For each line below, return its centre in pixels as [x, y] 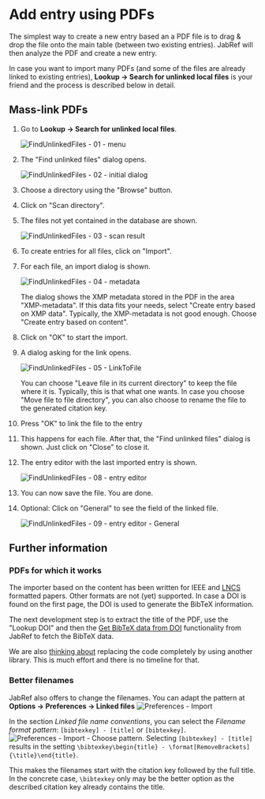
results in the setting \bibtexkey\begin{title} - [87, 746]
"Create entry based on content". [74, 321]
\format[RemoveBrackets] [209, 747]
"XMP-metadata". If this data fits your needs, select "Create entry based [138, 305]
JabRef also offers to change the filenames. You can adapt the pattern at [127, 697]
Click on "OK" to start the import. [74, 337]
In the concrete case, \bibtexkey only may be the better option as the [122, 779]
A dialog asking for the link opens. [76, 352]
